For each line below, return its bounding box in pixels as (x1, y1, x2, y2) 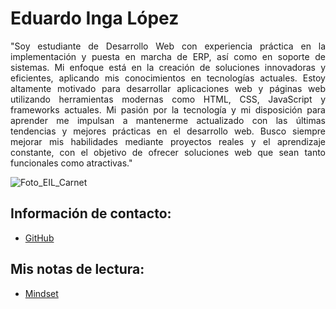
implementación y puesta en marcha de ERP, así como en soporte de (10, 50, 326, 62)
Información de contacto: (10, 205, 172, 222)
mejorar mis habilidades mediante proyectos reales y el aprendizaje (10, 135, 326, 147)
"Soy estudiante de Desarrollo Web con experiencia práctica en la (10, 40, 326, 52)
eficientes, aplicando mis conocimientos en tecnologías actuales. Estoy (10, 72, 326, 84)
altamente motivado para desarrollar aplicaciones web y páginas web (10, 82, 326, 94)
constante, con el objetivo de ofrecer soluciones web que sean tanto (10, 146, 326, 158)
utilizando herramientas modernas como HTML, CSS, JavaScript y (10, 93, 326, 105)
